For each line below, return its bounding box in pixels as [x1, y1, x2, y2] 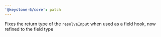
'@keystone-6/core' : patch [5, 7, 61, 12]
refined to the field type [5, 26, 54, 32]
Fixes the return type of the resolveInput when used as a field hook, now [5, 21, 156, 27]
